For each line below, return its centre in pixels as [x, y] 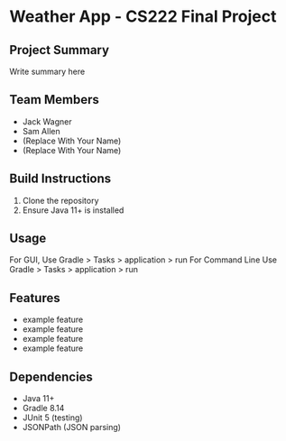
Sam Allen [41, 131]
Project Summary [60, 50]
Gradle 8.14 [43, 409]
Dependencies [51, 377]
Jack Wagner [47, 121]
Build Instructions [60, 179]
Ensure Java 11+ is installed [73, 210]
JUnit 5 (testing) [52, 418]
